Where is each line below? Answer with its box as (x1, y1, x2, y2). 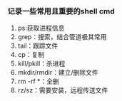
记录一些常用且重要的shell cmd (7, 6, 116, 16)
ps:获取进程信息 (17, 23, 65, 33)
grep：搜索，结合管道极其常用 (17, 33, 107, 41)
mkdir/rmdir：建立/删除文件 (17, 68, 98, 77)
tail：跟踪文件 (17, 41, 59, 51)
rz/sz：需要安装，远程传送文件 (17, 86, 108, 95)
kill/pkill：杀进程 (17, 59, 66, 68)
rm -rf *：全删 (17, 77, 59, 86)
